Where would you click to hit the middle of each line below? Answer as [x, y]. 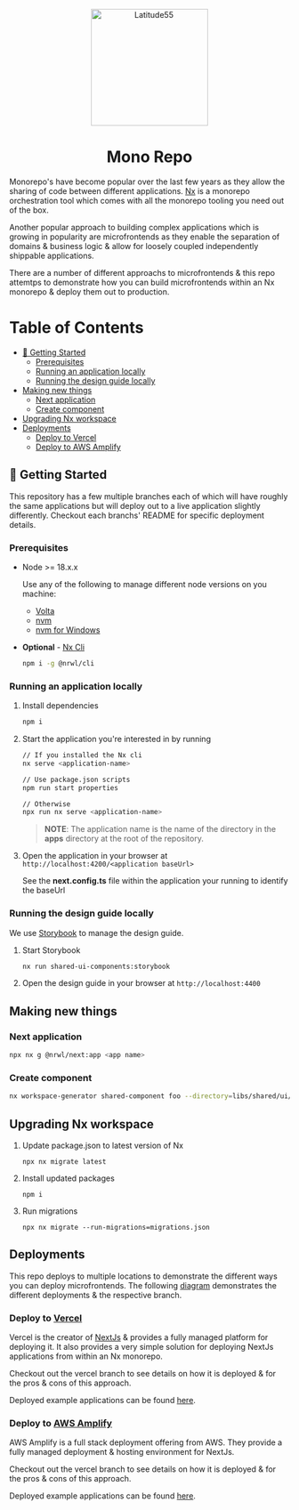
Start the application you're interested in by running [117, 739]
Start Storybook [51, 950]
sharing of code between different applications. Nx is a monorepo [130, 190]
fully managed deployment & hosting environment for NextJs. [122, 1452]
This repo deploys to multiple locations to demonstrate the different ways [143, 1276]
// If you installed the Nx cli [82, 755]
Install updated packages [69, 1178]
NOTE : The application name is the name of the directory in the [160, 829]
